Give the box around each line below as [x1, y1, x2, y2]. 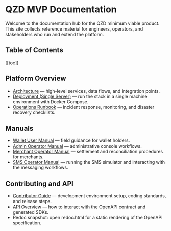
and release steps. [12, 198, 52, 205]
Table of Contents [5, 46, 64, 54]
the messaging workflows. [12, 164, 68, 171]
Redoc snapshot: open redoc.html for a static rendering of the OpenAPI [12, 215, 163, 221]
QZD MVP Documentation [5, 4, 117, 15]
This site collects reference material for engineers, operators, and [5, 25, 143, 32]
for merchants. [12, 154, 44, 160]
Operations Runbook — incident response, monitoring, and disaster [12, 104, 155, 110]
